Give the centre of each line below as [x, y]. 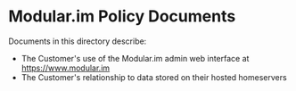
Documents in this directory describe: [78, 41]
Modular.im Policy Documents [122, 17]
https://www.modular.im [66, 68]
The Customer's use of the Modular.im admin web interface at [135, 58]
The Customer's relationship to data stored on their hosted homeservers [154, 77]
